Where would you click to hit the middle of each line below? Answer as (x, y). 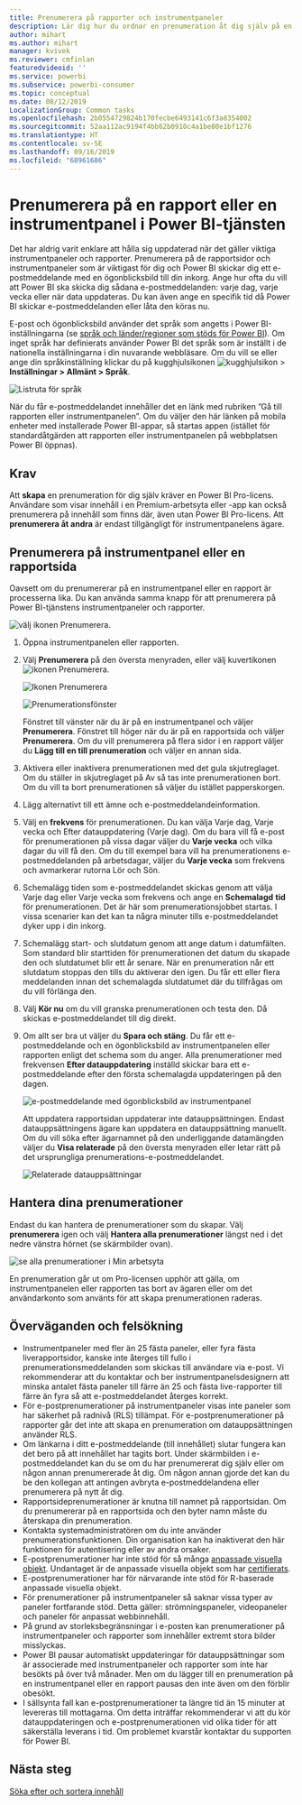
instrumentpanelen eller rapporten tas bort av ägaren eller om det (131, 1288)
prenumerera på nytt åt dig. (73, 1492)
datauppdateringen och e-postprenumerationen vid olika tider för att (149, 1722)
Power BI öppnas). (44, 445)
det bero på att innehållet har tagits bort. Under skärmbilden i (136, 1453)
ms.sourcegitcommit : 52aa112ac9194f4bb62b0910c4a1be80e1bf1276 (131, 127)
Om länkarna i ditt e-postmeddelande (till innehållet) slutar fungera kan (154, 1443)
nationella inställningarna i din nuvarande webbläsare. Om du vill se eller (143, 353)
